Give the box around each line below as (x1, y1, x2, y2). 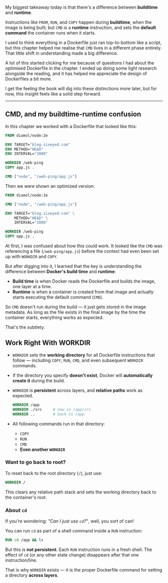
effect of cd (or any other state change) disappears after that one (5, 551, 139, 557)
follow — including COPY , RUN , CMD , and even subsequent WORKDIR (12, 357, 143, 363)
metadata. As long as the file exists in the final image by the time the (5, 309, 146, 315)
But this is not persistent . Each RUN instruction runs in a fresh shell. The (5, 546, 152, 552)
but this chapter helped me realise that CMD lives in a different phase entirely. (5, 45, 162, 51)
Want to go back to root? (5, 459, 66, 466)
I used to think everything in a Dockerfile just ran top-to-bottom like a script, (5, 40, 162, 46)
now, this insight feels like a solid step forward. (5, 91, 101, 97)
